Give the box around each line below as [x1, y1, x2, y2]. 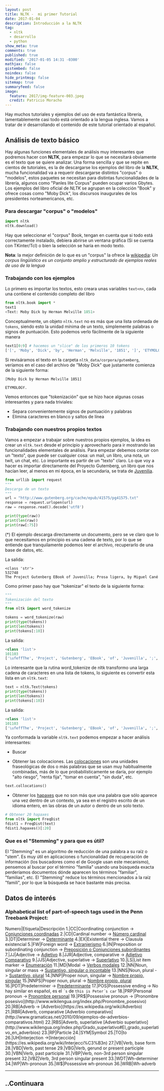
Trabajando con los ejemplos [5, 275, 75, 281]
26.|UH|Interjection [5, 1034, 44, 1041]
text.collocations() [5, 784, 47, 789]
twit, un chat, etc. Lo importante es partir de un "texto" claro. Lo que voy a [5, 457, 155, 463]
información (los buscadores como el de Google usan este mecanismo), [5, 859, 150, 865]
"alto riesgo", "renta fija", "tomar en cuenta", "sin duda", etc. [12, 774, 133, 780]
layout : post [5, 7, 32, 12]
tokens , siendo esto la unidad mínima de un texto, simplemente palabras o [5, 323, 154, 329]
